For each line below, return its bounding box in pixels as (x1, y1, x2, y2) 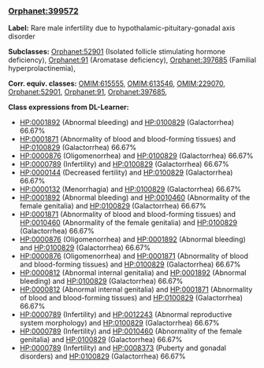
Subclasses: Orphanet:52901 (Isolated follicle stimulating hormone (8, 47, 226, 57)
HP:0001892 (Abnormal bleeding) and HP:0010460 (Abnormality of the (19, 193, 251, 202)
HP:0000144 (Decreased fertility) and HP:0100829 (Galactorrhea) (19, 167, 233, 178)
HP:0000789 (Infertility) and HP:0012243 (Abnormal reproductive (19, 310, 232, 319)
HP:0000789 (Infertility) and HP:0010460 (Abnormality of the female (19, 326, 243, 336)
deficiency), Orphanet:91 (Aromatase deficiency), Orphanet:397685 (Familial (8, 55, 257, 64)
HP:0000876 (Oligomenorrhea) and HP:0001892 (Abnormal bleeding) (19, 234, 246, 245)
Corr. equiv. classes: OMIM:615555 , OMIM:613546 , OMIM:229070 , (8, 79, 226, 88)
